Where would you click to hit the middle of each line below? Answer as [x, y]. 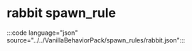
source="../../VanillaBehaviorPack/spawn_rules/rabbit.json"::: [96, 40]
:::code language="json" [42, 33]
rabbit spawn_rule [62, 13]
